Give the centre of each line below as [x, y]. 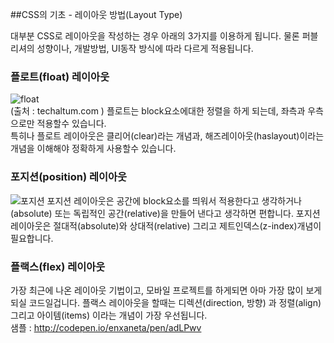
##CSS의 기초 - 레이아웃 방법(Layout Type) [96, 14]
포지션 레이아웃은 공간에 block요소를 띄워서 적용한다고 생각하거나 [174, 200]
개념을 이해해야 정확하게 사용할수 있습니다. [93, 149]
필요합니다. [32, 238]
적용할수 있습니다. [71, 124]
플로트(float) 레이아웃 [60, 76]
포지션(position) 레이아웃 [69, 177]
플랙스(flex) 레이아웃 [58, 266]
